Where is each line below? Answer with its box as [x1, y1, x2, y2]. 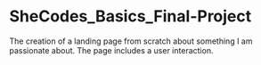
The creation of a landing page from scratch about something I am [9, 36, 253, 46]
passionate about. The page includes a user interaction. [9, 45, 214, 55]
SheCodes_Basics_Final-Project [9, 6, 252, 27]
